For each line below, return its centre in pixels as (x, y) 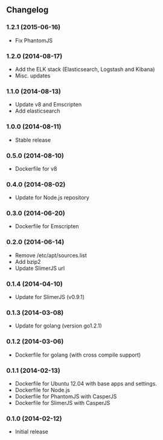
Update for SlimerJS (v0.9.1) (50, 297)
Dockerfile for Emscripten (47, 226)
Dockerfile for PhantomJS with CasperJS (66, 396)
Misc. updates (33, 76)
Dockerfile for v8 (36, 168)
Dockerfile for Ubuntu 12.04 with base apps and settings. (86, 383)
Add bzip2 (28, 261)
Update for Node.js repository (52, 198)
